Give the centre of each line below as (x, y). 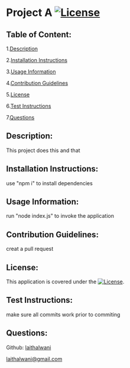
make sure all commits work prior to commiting (63, 314)
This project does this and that (43, 150)
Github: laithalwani (29, 347)
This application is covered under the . (65, 282)
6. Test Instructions (29, 106)
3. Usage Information (31, 72)
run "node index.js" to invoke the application (60, 216)
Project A (29, 13)
